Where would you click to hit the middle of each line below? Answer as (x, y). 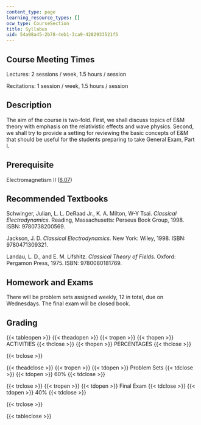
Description (29, 105)
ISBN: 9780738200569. (36, 227)
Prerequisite (30, 165)
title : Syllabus (27, 29)
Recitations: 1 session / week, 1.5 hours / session (67, 85)
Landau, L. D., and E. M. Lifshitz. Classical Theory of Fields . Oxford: (91, 256)
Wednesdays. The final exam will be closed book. (69, 303)
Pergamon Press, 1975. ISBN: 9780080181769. (64, 263)
